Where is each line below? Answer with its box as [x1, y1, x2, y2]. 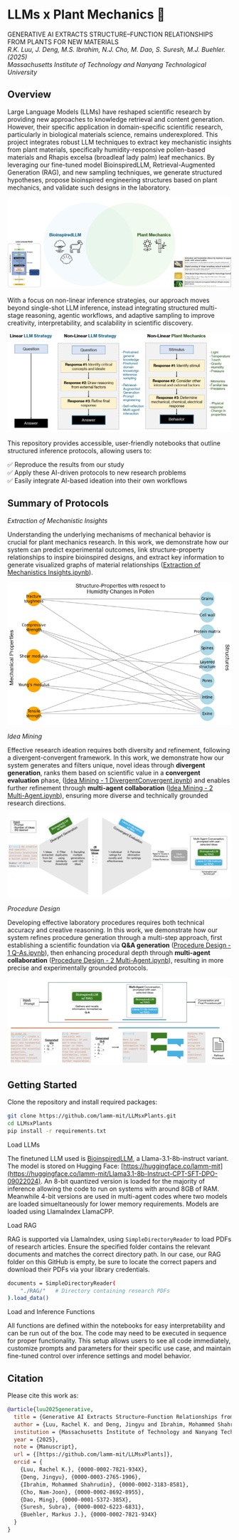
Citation [7, 1372, 44, 1385]
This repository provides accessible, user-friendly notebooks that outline [7, 438, 221, 448]
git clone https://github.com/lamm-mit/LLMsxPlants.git [7, 1112, 176, 1120]
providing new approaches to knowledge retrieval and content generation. [7, 115, 225, 123]
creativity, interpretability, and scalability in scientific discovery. [7, 319, 193, 327]
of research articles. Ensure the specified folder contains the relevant [7, 1242, 211, 1251]
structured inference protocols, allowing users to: [7, 446, 152, 455]
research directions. [7, 799, 66, 807]
